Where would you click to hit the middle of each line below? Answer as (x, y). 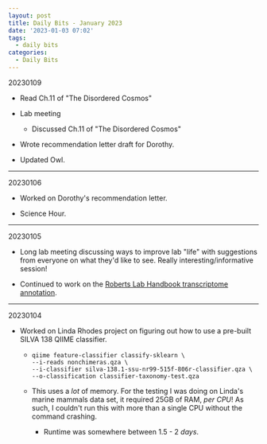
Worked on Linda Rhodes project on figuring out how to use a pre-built (135, 330)
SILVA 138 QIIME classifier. (63, 339)
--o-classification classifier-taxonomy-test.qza (116, 376)
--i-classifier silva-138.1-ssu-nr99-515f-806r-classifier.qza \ (142, 369)
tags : (17, 38)
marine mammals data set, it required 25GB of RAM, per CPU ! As (137, 399)
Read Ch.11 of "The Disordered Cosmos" (86, 98)
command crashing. (64, 416)
